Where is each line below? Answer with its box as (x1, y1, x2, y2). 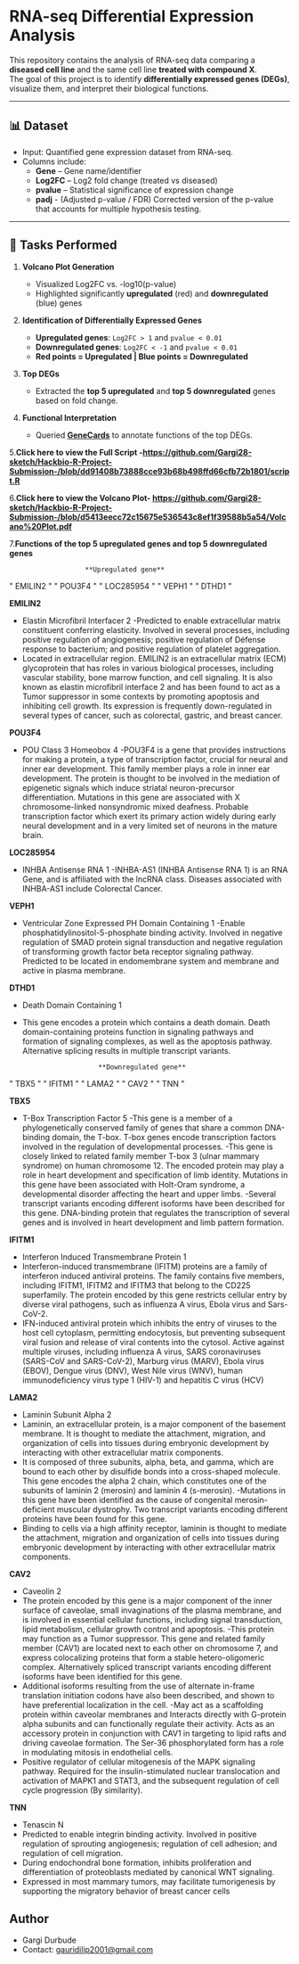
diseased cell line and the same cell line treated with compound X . (9, 64, 258, 75)
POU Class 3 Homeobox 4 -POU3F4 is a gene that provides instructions (21, 744, 287, 755)
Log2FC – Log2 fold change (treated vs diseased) (35, 175, 218, 185)
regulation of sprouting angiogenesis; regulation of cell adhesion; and (21, 1838, 278, 1849)
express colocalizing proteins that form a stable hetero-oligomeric (21, 1652, 265, 1663)
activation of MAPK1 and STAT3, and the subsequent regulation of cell (21, 1775, 279, 1786)
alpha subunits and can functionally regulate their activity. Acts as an (21, 1718, 275, 1729)
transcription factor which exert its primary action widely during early (21, 810, 277, 821)
